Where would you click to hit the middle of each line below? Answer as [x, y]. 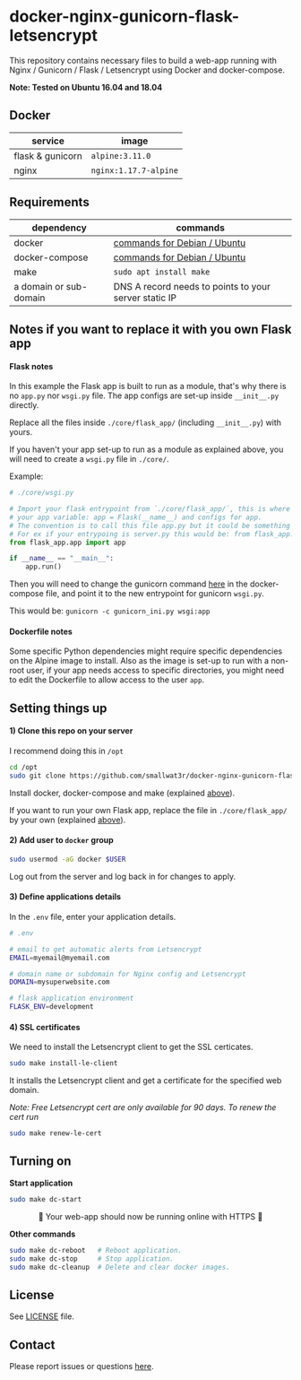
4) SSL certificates [45, 1027]
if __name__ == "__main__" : [62, 559]
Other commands [43, 1234]
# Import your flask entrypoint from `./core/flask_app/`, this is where [150, 509]
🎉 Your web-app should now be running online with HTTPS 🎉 [150, 1216]
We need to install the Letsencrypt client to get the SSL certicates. [131, 1047]
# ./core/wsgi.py [42, 493]
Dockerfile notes [41, 631]
